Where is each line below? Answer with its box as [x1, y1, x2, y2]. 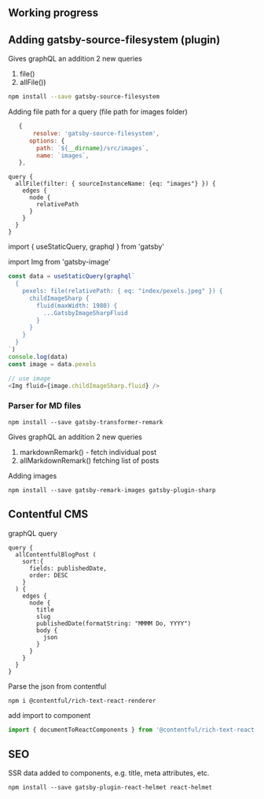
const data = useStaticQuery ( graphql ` [8, 272, 135, 280]
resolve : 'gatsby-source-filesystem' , [32, 129, 159, 137]
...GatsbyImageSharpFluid [42, 309, 128, 317]
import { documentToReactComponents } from [8, 726, 153, 734]
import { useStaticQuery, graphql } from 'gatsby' [8, 242, 165, 251]
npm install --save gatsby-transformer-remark [8, 418, 163, 426]
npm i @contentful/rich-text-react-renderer [8, 697, 156, 705]
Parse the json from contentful [8, 681, 107, 691]
